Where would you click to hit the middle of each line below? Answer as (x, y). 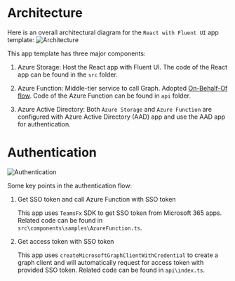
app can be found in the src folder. (67, 74)
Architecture (45, 13)
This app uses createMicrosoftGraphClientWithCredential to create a (118, 255)
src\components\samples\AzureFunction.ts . (80, 228)
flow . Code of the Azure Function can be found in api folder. (104, 96)
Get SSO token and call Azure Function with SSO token (97, 199)
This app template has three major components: (76, 53)
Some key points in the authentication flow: (69, 185)
